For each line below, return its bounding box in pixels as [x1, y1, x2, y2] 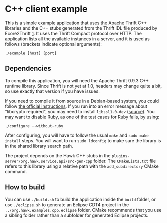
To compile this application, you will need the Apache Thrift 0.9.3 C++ [5, 77, 149, 83]
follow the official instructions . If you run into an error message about [5, 103, 147, 109]
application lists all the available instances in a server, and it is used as [5, 36, 150, 42]
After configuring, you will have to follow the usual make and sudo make [5, 132, 149, 138]
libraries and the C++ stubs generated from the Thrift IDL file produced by [5, 25, 158, 31]
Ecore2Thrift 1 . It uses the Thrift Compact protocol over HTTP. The [5, 30, 142, 36]
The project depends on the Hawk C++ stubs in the [5, 152, 111, 158]
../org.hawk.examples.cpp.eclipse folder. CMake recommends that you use [5, 207, 162, 213]
